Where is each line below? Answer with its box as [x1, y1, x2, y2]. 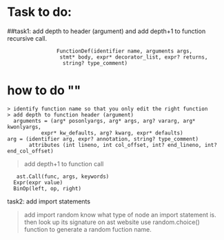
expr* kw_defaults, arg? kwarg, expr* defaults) [41, 129, 184, 137]
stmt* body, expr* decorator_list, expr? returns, [59, 53, 208, 61]
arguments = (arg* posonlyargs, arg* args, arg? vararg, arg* [13, 117, 196, 124]
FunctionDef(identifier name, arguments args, [56, 48, 193, 54]
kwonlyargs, [7, 123, 41, 130]
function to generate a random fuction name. [23, 225, 152, 233]
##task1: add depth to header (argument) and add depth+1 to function [7, 27, 206, 35]
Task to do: [7, 4, 72, 20]
